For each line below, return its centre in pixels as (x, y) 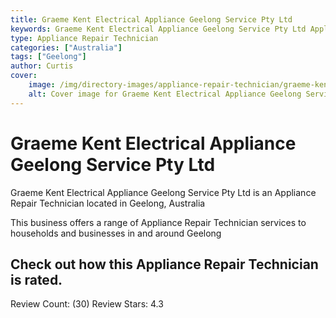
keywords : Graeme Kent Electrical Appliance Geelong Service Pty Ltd (158, 29)
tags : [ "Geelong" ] (48, 57)
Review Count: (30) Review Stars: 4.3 (87, 304)
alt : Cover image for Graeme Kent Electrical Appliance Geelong (165, 94)
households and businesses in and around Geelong (116, 233)
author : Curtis (42, 66)
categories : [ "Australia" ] (66, 47)
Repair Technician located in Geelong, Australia (108, 203)
